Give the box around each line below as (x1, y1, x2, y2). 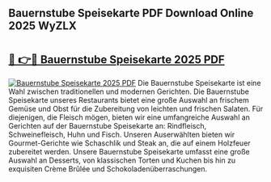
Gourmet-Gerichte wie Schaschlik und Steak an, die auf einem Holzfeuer (8, 138, 251, 148)
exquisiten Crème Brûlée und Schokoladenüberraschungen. (8, 164, 208, 173)
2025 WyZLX (8, 19, 77, 33)
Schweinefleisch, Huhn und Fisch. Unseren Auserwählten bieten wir (8, 129, 235, 139)
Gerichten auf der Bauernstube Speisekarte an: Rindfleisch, (8, 121, 207, 130)
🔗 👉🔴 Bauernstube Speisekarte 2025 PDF (8, 53, 225, 66)
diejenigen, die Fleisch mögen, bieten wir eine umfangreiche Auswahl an (8, 112, 251, 122)
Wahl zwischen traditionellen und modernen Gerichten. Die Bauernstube (8, 87, 249, 96)
